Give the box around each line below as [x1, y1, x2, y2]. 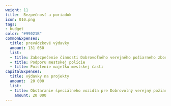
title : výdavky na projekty [10, 74, 70, 79]
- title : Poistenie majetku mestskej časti [10, 64, 103, 69]
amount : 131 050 [10, 45, 44, 50]
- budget [5, 26, 24, 32]
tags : [5, 21, 17, 27]
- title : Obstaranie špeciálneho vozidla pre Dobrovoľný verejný [10, 88, 152, 93]
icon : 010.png [5, 17, 36, 22]
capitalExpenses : [5, 69, 42, 74]
